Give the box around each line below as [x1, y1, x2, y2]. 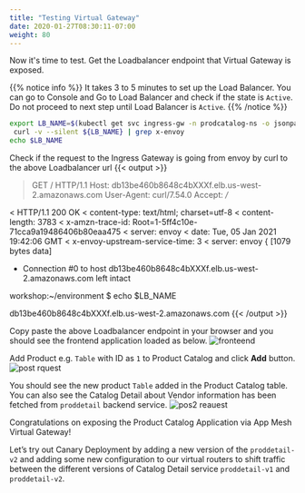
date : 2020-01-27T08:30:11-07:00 [9, 22, 136, 31]
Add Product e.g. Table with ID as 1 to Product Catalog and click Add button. [9, 353, 296, 363]
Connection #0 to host [22, 263, 107, 273]
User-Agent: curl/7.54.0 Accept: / [103, 190, 229, 200]
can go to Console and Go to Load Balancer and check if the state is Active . [9, 92, 293, 103]
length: [9, 217, 36, 227]
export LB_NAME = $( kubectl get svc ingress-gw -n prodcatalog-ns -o [9, 119, 271, 128]
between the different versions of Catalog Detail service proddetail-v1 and [9, 464, 290, 474]
